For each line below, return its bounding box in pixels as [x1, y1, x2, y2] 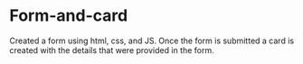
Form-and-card [9, 5, 128, 26]
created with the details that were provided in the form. [9, 44, 214, 55]
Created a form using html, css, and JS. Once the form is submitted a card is [9, 35, 295, 46]
